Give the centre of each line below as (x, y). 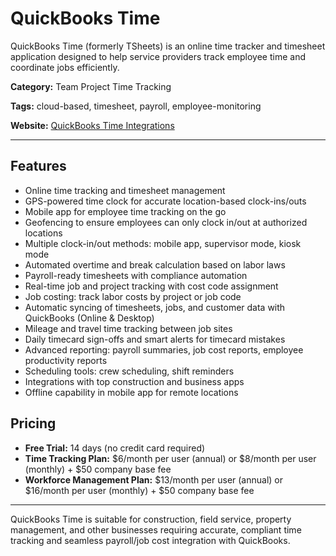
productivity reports (66, 360)
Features (38, 166)
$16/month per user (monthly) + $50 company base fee (139, 490)
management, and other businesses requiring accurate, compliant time (156, 529)
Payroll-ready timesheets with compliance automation (136, 275)
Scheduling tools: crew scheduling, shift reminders (129, 371)
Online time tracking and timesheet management (125, 190)
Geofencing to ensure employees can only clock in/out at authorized (166, 222)
